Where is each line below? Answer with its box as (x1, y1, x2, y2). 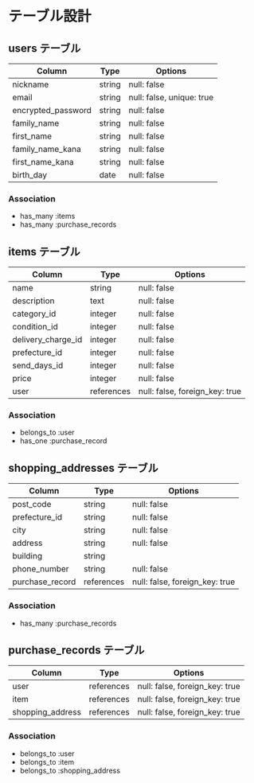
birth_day (12, 169, 48, 180)
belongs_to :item (19, 757, 75, 766)
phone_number (12, 563, 69, 575)
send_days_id (12, 360, 64, 371)
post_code (12, 499, 52, 510)
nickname (12, 79, 49, 90)
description (12, 295, 55, 306)
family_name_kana (12, 144, 81, 154)
